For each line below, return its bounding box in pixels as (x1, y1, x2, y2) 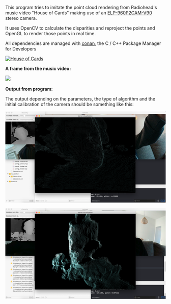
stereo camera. (5, 15, 37, 21)
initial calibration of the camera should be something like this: (5, 102, 134, 107)
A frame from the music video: (5, 66, 71, 71)
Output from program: (5, 86, 53, 92)
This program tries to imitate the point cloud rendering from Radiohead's (5, 5, 157, 10)
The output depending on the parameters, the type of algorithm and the (5, 96, 156, 102)
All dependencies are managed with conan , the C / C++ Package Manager (5, 40, 161, 46)
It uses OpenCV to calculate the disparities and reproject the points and (5, 25, 155, 31)
